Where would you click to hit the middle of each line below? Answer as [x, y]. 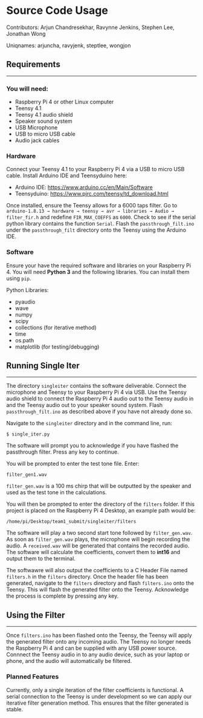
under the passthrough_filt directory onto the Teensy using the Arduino [96, 230]
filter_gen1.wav [27, 475]
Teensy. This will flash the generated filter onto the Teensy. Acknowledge [98, 590]
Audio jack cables [37, 140]
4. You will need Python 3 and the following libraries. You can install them [98, 272]
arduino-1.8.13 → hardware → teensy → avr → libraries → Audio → [90, 211]
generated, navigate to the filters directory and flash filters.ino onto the [100, 583]
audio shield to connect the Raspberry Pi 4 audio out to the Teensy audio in [100, 399]
